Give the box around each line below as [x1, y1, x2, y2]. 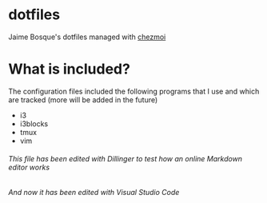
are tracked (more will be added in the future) [8, 94, 158, 105]
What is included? [8, 60, 130, 78]
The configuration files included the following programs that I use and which [8, 86, 260, 96]
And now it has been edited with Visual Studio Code [8, 188, 180, 197]
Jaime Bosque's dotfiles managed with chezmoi [8, 32, 166, 42]
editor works [8, 162, 50, 173]
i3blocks [19, 118, 49, 129]
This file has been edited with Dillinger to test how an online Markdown [8, 154, 242, 164]
